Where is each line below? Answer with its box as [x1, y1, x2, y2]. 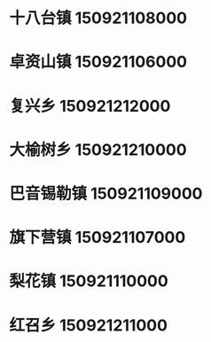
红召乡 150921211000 [9, 315, 168, 335]
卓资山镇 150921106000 [9, 52, 188, 72]
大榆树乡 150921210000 [9, 139, 188, 159]
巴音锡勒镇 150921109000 [9, 183, 203, 204]
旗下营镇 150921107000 [9, 228, 186, 248]
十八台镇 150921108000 [9, 8, 188, 28]
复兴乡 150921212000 [9, 96, 171, 116]
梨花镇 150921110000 [9, 271, 168, 291]
